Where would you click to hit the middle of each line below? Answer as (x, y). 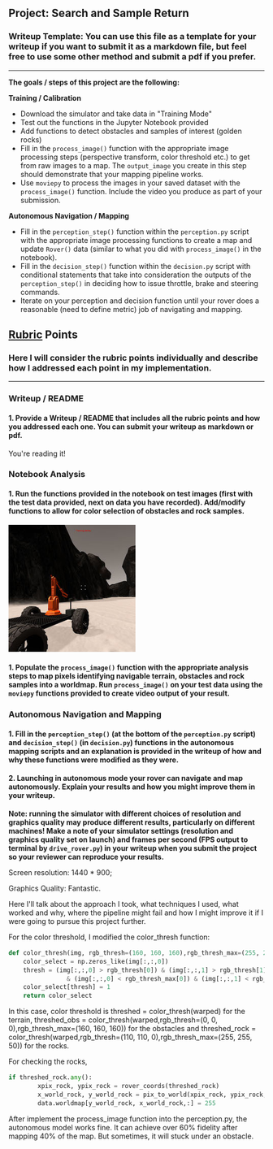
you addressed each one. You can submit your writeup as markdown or (131, 427)
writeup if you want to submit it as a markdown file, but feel (128, 46)
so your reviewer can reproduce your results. (86, 856)
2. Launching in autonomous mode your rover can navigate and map (126, 778)
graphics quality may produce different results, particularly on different (132, 822)
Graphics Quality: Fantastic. (55, 888)
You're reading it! (37, 453)
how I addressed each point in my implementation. (110, 368)
